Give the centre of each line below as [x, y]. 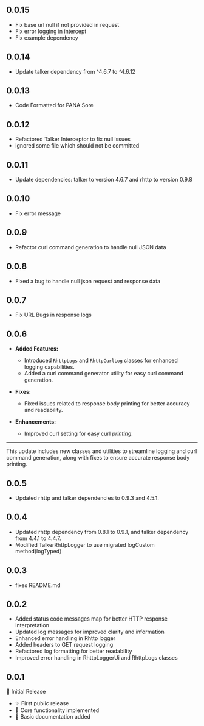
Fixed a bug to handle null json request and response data [88, 281]
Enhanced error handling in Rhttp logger [65, 638]
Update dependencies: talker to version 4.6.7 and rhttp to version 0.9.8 [104, 180]
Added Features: [37, 349]
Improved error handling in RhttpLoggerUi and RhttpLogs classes [96, 658]
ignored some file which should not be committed [77, 146]
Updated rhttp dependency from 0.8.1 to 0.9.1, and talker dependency [102, 532]
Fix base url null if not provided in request [67, 24]
